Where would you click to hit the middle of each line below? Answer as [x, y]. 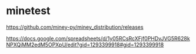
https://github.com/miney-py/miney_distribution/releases [75, 27]
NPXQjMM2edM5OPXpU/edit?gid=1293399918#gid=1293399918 [85, 45]
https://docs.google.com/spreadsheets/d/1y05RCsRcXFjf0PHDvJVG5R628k [98, 38]
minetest [28, 11]
